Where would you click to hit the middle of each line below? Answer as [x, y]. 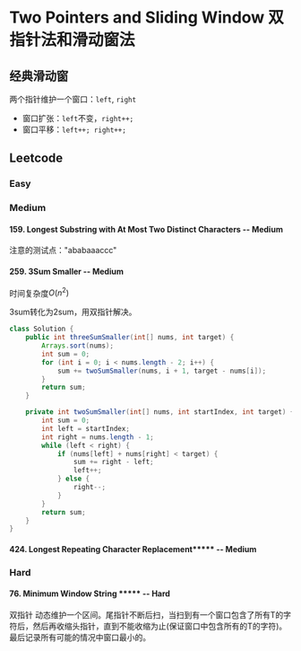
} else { [73, 479]
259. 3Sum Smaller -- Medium [66, 272]
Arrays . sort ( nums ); [78, 346]
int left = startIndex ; [86, 428]
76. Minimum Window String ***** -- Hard [90, 594]
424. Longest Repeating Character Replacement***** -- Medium [133, 549]
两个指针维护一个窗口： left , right [73, 99]
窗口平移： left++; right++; [74, 129]
